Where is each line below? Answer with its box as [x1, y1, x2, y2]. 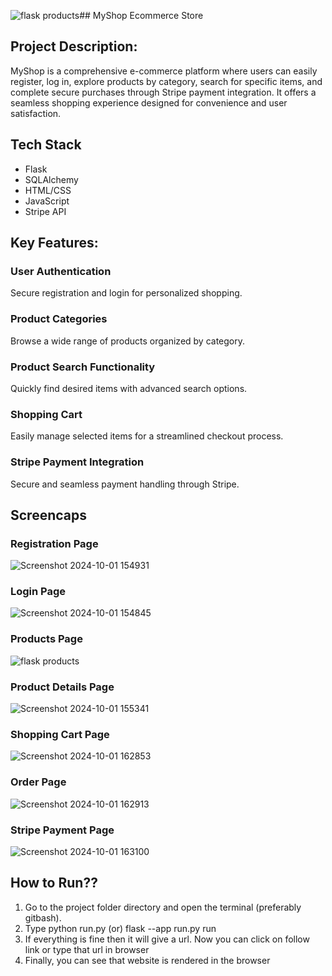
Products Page [10, 632, 83, 646]
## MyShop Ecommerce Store [79, 10, 204, 21]
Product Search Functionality [10, 360, 156, 374]
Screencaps [10, 506, 87, 524]
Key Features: [10, 235, 99, 252]
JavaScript [24, 195, 70, 207]
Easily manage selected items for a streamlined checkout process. [10, 430, 284, 442]
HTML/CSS [24, 184, 72, 196]
